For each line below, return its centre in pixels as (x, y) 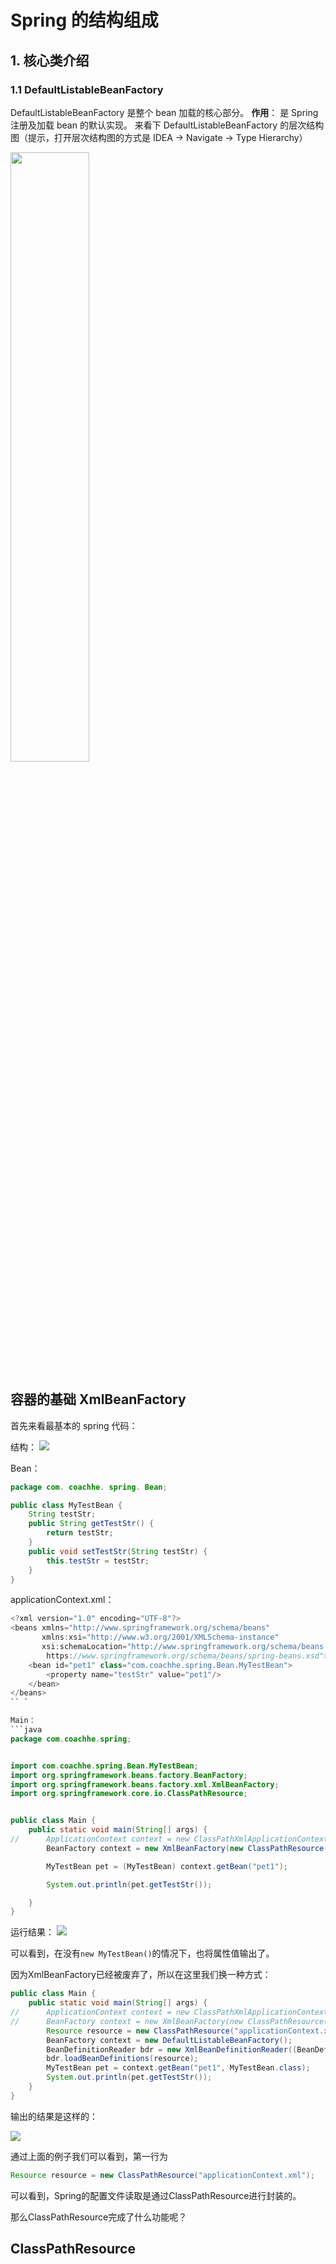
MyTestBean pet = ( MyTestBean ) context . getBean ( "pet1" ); (167, 1866)
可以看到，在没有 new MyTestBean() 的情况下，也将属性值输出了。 (142, 1953)
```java (26, 1730)
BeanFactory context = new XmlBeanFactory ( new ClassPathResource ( (187, 1848)
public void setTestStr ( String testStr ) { (118, 1551)
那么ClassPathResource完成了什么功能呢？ (99, 2217)
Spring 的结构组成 (84, 20)
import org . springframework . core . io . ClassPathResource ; (129, 1794)
